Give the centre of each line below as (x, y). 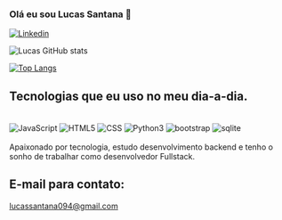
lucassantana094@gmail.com (64, 206)
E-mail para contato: (67, 185)
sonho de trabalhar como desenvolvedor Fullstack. (102, 156)
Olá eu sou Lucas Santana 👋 (70, 14)
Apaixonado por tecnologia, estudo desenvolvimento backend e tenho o (141, 147)
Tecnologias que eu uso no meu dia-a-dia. (129, 96)
